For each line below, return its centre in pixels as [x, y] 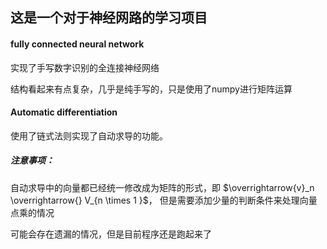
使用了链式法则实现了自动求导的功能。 [89, 135]
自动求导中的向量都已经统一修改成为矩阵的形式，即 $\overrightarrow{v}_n [162, 187]
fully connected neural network [77, 44]
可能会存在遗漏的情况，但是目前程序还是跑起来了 [111, 234]
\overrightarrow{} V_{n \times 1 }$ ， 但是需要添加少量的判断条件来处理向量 [164, 200]
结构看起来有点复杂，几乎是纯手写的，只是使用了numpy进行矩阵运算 [151, 89]
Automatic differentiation [64, 112]
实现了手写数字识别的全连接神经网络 [85, 67]
